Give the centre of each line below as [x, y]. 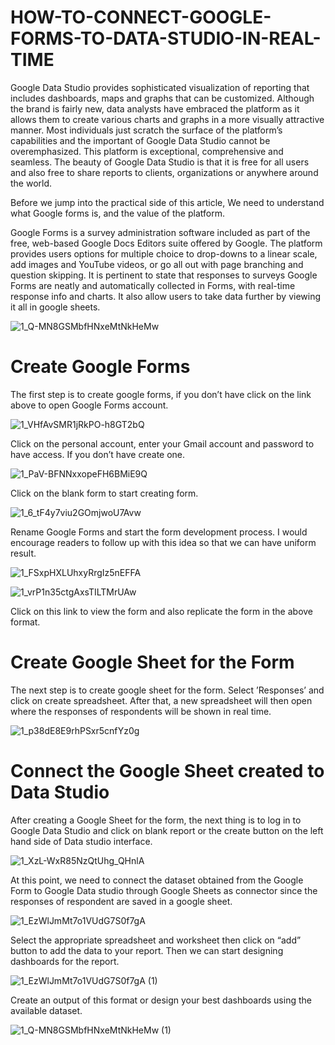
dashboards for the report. [65, 961]
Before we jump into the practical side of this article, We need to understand [167, 202]
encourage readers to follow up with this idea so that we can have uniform [163, 542]
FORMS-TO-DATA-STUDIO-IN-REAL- [166, 38]
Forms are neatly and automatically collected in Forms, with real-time [153, 285]
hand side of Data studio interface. [81, 841]
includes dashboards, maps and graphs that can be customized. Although [162, 98]
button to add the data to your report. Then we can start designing [147, 950]
